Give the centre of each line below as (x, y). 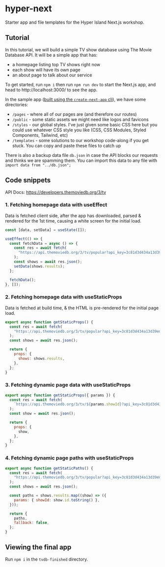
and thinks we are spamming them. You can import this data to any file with (81, 160)
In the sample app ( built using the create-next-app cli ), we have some (76, 99)
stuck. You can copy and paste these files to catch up (67, 146)
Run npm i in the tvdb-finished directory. (47, 559)
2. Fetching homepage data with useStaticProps (64, 297)
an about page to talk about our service (52, 75)
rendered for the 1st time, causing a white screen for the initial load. (73, 221)
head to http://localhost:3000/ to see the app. (51, 90)
